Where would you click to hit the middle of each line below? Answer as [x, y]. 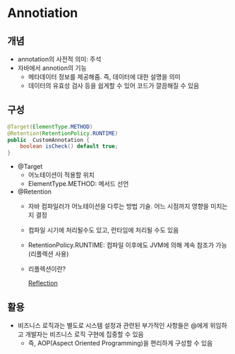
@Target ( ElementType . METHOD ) [50, 126]
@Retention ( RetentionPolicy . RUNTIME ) [63, 133]
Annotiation [43, 13]
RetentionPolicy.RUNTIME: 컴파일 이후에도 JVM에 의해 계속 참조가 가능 [127, 245]
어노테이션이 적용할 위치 [61, 175]
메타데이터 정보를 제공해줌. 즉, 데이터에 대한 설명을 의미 [104, 77]
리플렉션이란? [47, 269]
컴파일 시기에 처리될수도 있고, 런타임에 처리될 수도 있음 [103, 230]
